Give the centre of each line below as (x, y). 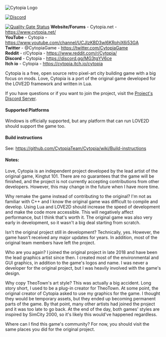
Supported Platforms (27, 110)
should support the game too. (35, 126)
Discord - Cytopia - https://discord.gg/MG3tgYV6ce (59, 58)
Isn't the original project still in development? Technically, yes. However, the (83, 232)
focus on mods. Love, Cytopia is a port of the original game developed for (81, 78)
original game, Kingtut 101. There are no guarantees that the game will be (80, 176)
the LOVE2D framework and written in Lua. (49, 84)
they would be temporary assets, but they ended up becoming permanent (81, 298)
